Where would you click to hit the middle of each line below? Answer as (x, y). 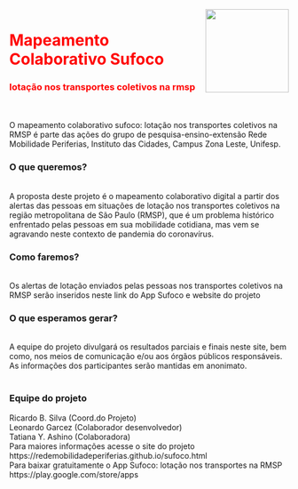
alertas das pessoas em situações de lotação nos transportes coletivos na (145, 205)
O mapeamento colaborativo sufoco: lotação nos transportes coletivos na (143, 125)
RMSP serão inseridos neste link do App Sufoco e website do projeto (135, 295)
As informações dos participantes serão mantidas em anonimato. (128, 366)
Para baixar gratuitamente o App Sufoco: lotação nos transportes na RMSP (146, 465)
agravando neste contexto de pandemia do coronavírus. (112, 234)
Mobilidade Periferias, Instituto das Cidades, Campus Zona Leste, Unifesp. (145, 144)
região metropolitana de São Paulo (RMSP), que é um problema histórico (142, 215)
